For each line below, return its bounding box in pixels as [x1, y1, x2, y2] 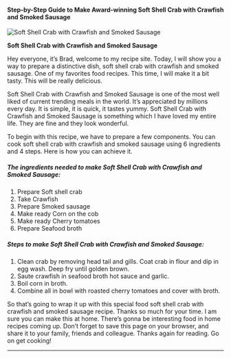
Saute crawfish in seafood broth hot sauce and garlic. [16, 272, 170, 280]
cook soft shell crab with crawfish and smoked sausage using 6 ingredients [7, 140, 221, 148]
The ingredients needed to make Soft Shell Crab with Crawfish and [7, 162, 203, 171]
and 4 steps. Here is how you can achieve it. [7, 147, 133, 156]
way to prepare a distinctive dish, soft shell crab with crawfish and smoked [7, 62, 219, 70]
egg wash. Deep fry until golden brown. [16, 265, 130, 273]
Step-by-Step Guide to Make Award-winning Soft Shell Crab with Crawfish [7, 6, 224, 14]
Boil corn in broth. [16, 280, 68, 288]
